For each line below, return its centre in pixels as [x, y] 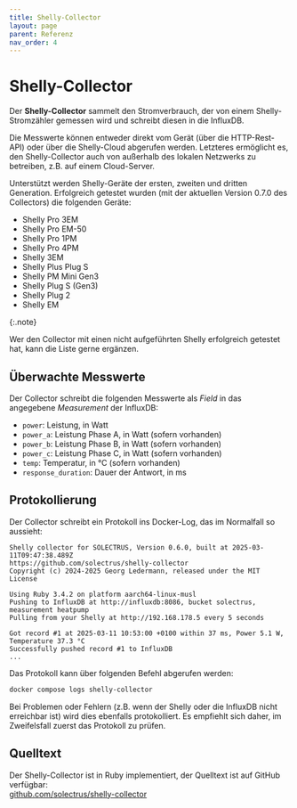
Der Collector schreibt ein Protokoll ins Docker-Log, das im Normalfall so [142, 521]
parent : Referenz [41, 34]
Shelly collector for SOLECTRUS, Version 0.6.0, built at [119, 547]
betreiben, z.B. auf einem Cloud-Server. [82, 167]
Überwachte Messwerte [77, 376]
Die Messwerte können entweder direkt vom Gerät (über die [119, 138]
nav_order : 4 [33, 42]
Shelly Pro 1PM [49, 239]
